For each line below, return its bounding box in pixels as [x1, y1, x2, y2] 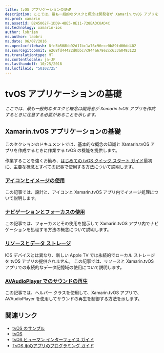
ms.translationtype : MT [5, 52, 54, 58]
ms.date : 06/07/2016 [5, 39, 47, 44]
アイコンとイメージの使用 [5, 177, 65, 184]
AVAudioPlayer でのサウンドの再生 [5, 277, 88, 284]
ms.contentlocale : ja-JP [5, 57, 56, 62]
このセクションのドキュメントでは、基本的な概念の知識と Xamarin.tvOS [5, 141, 150, 147]
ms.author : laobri [5, 35, 42, 39]
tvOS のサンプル [12, 325, 45, 331]
